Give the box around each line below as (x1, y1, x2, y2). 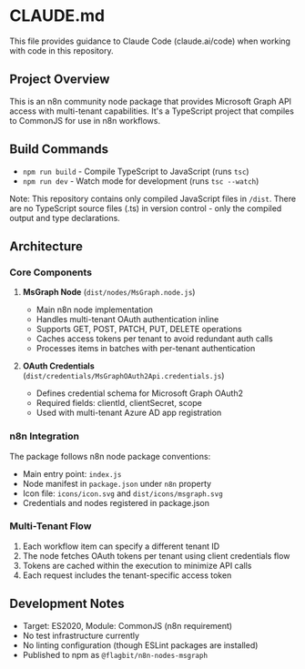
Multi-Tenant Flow (9, 520, 92, 532)
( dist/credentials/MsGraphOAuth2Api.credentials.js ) (22, 370, 225, 381)
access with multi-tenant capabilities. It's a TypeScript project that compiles (9, 106, 294, 117)
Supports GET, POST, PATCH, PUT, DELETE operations (36, 324, 243, 335)
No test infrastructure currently (22, 630, 139, 641)
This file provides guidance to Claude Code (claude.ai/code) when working (9, 35, 291, 46)
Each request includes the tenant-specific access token (22, 570, 232, 581)
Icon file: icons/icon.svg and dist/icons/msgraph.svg (22, 488, 223, 499)
